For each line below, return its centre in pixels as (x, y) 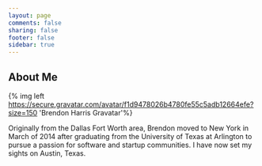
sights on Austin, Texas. (47, 153)
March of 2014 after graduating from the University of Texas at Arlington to (130, 136)
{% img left (27, 96)
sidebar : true (32, 45)
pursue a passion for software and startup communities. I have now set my (130, 145)
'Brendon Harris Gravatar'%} (86, 112)
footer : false (32, 38)
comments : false (35, 23)
